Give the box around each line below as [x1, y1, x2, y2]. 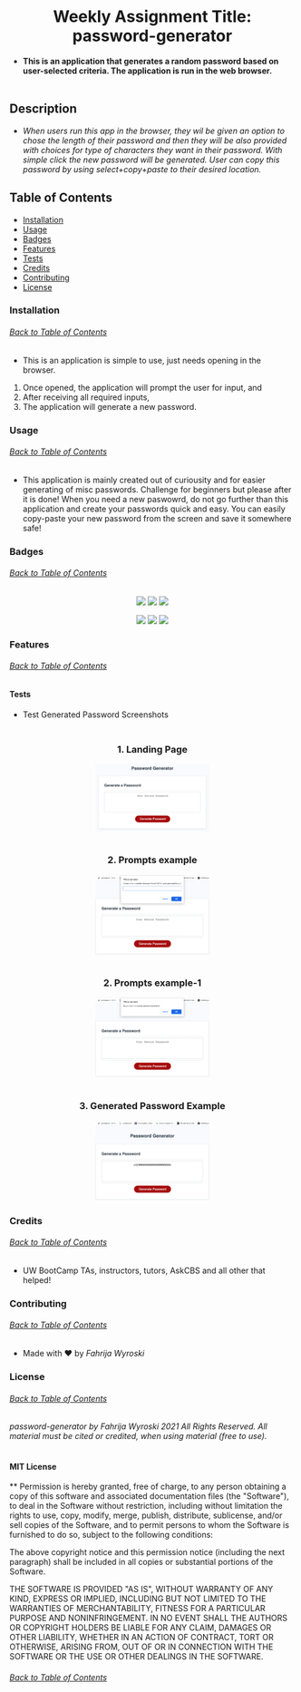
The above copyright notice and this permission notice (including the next [9, 1547, 286, 1558]
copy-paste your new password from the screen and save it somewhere [22, 512, 292, 523]
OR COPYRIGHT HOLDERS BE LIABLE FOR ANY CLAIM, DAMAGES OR [9, 1622, 272, 1633]
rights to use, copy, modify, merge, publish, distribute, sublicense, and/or [9, 1510, 283, 1521]
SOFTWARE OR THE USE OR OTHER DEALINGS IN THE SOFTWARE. [9, 1651, 264, 1662]
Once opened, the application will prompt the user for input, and [22, 382, 263, 393]
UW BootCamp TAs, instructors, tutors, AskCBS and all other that [22, 1265, 266, 1276]
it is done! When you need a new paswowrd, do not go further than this [22, 493, 289, 504]
